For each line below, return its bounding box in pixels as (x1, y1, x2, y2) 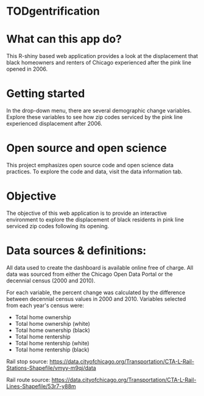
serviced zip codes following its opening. (6, 222, 110, 229)
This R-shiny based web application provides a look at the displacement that (6, 52, 199, 60)
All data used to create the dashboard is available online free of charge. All (6, 264, 194, 271)
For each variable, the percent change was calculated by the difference (6, 289, 186, 296)
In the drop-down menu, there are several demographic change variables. (6, 107, 192, 114)
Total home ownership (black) (15, 326, 90, 334)
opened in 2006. (6, 65, 48, 73)
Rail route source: (6, 376, 51, 383)
